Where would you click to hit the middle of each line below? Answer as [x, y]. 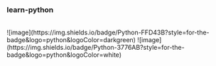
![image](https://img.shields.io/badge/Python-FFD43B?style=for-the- [108, 32]
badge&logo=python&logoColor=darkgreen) [71, 40]
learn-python [30, 10]
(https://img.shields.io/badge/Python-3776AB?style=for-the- [96, 48]
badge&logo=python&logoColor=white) [64, 55]
